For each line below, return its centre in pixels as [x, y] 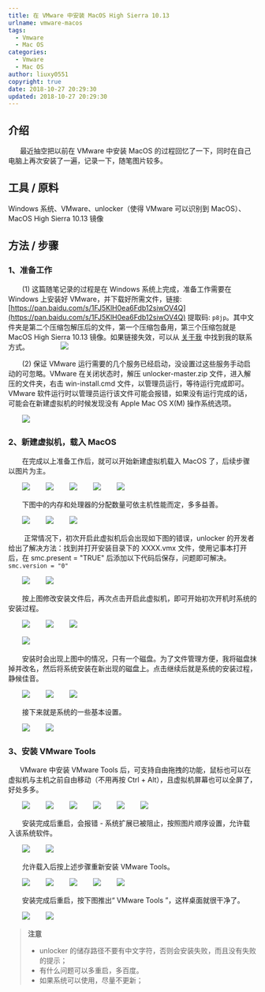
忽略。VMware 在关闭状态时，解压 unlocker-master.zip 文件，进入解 [140, 373]
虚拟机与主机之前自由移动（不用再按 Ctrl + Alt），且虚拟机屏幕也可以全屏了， [132, 780]
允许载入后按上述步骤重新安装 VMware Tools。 [98, 867]
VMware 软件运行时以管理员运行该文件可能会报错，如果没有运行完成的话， [130, 393]
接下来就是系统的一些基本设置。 [74, 711]
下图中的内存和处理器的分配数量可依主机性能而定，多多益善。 [122, 504]
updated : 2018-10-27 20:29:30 [58, 96]
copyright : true [35, 81]
